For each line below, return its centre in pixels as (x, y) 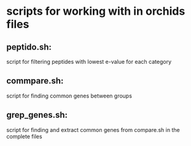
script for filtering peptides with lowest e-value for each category (89, 62)
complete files (24, 136)
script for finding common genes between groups (69, 96)
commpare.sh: (35, 81)
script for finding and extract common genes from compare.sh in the (93, 129)
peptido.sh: (29, 47)
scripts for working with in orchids (96, 11)
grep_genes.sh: (37, 115)
